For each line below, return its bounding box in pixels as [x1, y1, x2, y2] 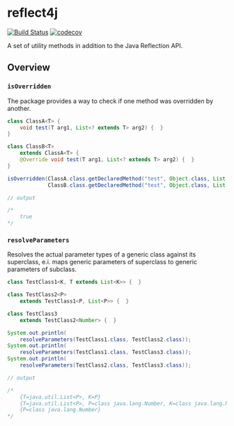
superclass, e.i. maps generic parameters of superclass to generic [7, 258, 197, 266]
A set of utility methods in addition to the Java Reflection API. [7, 41, 183, 50]
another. [7, 104, 31, 112]
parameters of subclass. [7, 265, 77, 273]
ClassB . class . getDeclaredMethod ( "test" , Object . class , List [47, 181, 226, 189]
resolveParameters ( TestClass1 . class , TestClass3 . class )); [19, 349, 192, 356]
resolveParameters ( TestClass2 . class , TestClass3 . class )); [19, 362, 192, 369]
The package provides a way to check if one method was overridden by [7, 96, 214, 105]
